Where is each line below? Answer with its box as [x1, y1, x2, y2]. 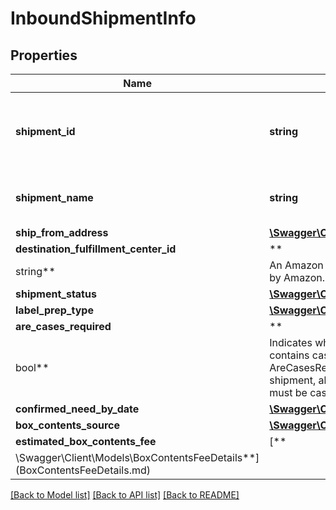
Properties [10, 47, 78, 64]
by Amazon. [269, 271, 326, 284]
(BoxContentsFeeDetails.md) [15, 463, 151, 477]
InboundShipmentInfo [10, 7, 197, 30]
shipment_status [15, 287, 97, 301]
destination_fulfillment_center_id [15, 242, 177, 256]
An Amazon [269, 258, 324, 272]
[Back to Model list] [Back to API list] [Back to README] [10, 489, 240, 501]
